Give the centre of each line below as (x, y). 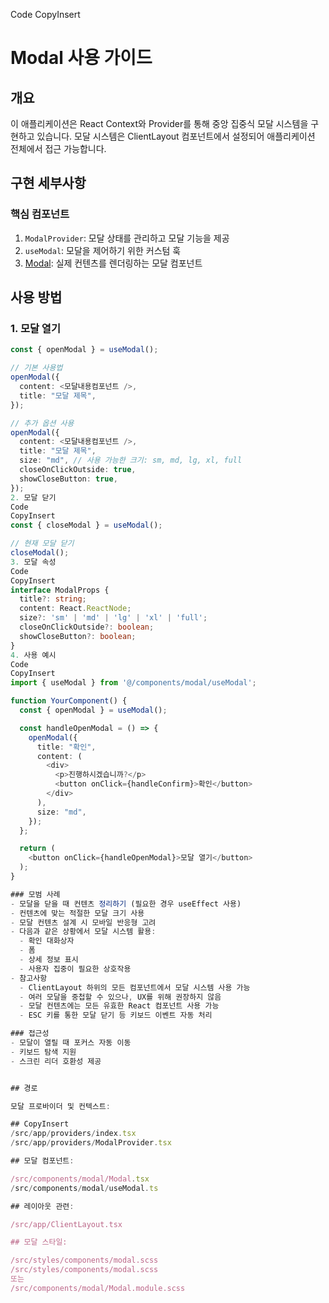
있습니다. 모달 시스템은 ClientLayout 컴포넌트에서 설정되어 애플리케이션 (176, 136)
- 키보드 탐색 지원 (43, 1052)
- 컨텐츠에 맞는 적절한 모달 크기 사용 (77, 913)
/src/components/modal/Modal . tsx (80, 1179)
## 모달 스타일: (39, 1242)
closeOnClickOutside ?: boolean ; (87, 627)
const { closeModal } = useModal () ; (86, 525)
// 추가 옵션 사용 (42, 423)
